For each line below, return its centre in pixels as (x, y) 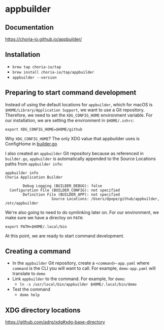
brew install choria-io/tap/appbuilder (53, 72)
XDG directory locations (43, 310)
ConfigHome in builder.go (31, 144)
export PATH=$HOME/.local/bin (36, 227)
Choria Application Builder (34, 177)
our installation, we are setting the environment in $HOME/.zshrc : (70, 120)
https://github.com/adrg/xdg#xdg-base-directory (55, 322)
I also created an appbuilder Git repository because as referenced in (74, 153)
